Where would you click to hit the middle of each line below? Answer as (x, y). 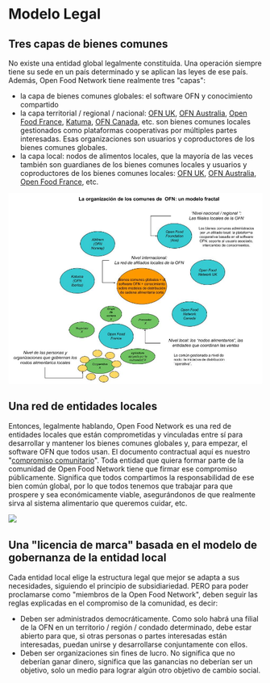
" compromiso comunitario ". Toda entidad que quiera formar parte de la (126, 460)
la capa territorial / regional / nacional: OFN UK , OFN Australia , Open (133, 113)
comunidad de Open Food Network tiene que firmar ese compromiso (123, 468)
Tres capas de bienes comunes (88, 44)
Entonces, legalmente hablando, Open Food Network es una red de (120, 425)
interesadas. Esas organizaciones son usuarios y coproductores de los (137, 139)
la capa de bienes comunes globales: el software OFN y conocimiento (136, 96)
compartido (39, 105)
